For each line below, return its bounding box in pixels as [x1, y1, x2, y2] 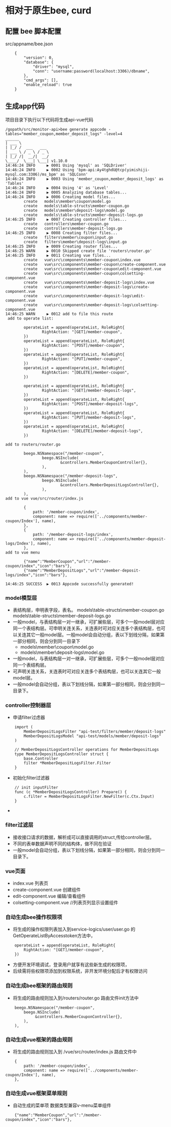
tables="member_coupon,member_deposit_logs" [5, 131, 102, 136]
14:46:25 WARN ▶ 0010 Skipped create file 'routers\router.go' [5, 248, 153, 254]
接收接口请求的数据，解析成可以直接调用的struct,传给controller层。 [12, 834, 155, 840]
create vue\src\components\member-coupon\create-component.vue [24, 262, 166, 267]
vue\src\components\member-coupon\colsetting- [44, 271, 145, 276]
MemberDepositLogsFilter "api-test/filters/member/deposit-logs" [24, 729, 166, 735]
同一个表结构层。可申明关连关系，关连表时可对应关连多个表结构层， [12, 625, 157, 632]
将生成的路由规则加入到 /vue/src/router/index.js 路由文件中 [12, 1048, 137, 1054]
